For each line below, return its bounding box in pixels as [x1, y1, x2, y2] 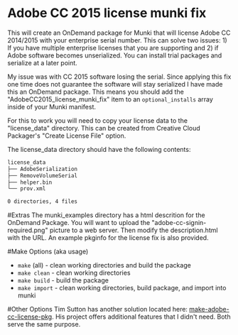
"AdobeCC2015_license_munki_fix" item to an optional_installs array [7, 94, 213, 104]
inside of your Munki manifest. [7, 102, 97, 111]
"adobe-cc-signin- [151, 219, 207, 227]
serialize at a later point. [7, 58, 78, 67]
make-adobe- [189, 305, 229, 314]
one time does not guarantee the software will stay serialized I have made [7, 79, 223, 88]
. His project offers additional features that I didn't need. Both [52, 312, 231, 321]
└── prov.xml [7, 185, 46, 192]
